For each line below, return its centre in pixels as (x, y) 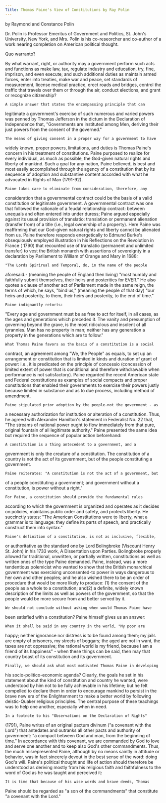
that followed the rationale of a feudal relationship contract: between (75, 208)
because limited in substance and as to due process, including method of (80, 390)
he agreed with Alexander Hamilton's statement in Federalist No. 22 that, (79, 419)
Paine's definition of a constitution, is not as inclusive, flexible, (81, 536)
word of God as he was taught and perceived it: (54, 773)
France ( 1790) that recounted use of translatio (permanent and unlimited (79, 245)
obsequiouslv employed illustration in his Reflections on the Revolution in (80, 240)
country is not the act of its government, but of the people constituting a (79, 459)
